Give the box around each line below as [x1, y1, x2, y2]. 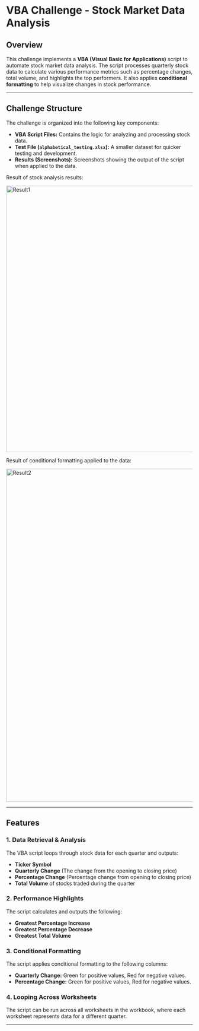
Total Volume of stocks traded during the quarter [14, 880, 136, 887]
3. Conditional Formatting [6, 947, 81, 955]
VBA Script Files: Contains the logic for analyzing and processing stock [14, 131, 191, 138]
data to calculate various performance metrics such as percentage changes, [6, 68, 193, 75]
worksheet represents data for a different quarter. [6, 1013, 127, 1020]
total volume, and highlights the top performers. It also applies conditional [6, 75, 188, 81]
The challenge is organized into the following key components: [6, 119, 159, 126]
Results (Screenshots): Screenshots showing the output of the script [14, 156, 185, 163]
